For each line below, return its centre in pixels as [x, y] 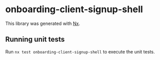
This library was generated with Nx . [43, 23]
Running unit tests [35, 39]
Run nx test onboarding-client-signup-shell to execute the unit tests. [80, 51]
